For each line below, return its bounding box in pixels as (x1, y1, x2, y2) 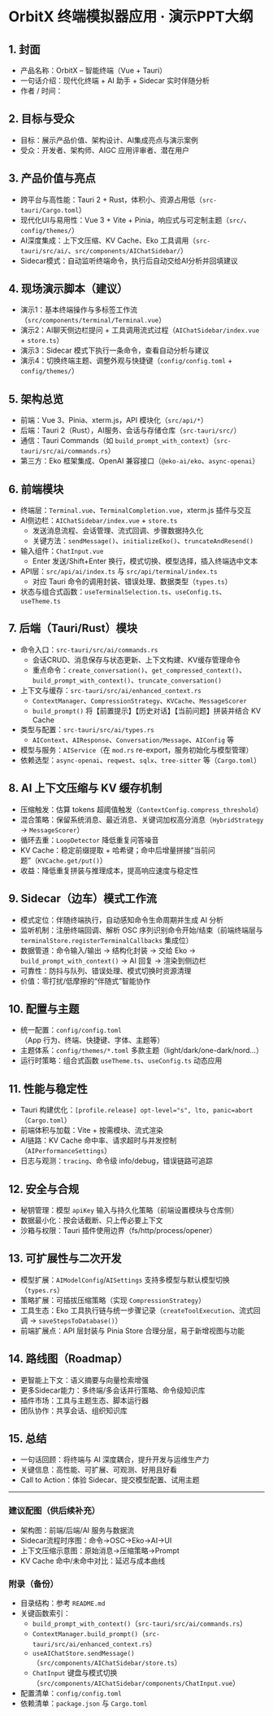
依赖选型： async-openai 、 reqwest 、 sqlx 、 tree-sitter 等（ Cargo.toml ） (19, 755, 262, 765)
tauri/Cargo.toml (19, 206, 80, 214)
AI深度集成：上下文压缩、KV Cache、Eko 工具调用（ (19, 235, 197, 245)
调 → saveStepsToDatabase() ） (19, 1315, 123, 1325)
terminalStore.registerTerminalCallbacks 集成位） (19, 935, 193, 945)
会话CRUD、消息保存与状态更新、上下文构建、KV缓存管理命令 (32, 655, 241, 665)
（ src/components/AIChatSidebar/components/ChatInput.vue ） (32, 1678, 240, 1687)
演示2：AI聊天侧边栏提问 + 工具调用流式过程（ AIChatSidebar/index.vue (19, 325, 260, 335)
